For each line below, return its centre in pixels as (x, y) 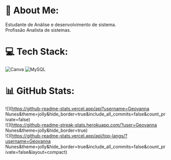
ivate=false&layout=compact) (36, 152)
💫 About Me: (32, 10)
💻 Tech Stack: (37, 52)
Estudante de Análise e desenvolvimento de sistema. (61, 25)
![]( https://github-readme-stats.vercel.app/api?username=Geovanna (77, 108)
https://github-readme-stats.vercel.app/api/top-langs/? (69, 135)
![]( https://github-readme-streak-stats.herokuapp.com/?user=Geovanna (81, 125)
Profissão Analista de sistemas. (38, 30)
